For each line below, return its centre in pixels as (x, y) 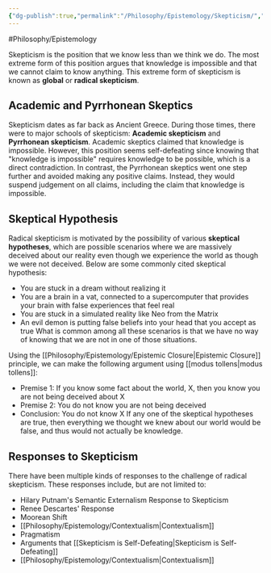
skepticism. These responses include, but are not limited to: (108, 484)
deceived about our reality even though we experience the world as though (133, 256)
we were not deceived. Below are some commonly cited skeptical (117, 264)
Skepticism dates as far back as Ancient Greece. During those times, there (132, 125)
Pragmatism (40, 534)
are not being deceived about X (72, 397)
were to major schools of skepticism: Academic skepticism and (115, 133)
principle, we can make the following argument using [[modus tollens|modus (135, 364)
